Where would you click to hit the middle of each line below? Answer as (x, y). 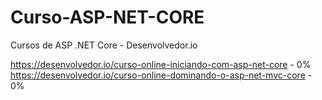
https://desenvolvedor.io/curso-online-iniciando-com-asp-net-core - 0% (161, 64)
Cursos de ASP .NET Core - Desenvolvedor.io (104, 45)
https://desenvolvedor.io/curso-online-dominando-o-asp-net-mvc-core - (161, 75)
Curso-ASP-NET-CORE (107, 17)
